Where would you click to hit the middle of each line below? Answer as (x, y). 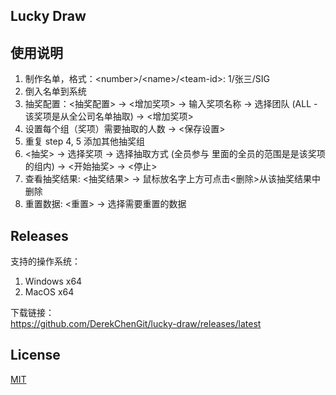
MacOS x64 (49, 292)
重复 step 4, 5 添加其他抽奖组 (85, 141)
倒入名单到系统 (55, 91)
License (35, 355)
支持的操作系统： (45, 261)
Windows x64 (53, 281)
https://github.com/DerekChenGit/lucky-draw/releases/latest (136, 324)
